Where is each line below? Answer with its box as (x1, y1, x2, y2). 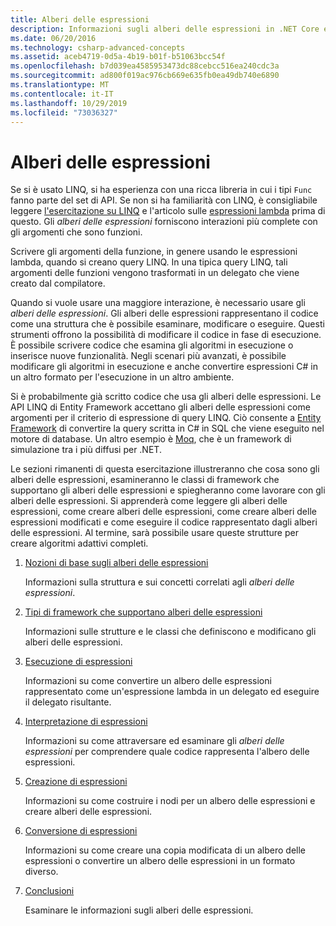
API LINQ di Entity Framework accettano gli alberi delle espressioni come (10, 401, 311, 413)
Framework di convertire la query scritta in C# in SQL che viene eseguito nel (10, 422, 325, 435)
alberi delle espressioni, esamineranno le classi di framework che (10, 474, 280, 486)
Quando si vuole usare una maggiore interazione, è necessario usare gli (10, 297, 306, 309)
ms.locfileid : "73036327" (10, 107, 118, 118)
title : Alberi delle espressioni (10, 14, 150, 25)
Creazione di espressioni (24, 776, 128, 788)
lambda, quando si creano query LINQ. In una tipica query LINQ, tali (10, 256, 288, 268)
